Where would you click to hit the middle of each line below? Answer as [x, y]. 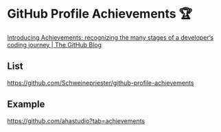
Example [26, 104]
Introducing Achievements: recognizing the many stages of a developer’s [110, 37]
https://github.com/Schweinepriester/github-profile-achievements [101, 83]
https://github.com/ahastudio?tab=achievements [76, 120]
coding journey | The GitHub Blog [54, 44]
